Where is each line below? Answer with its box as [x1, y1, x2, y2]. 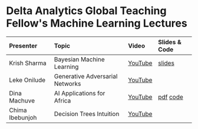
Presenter [9, 41, 38, 49]
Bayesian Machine [54, 55, 105, 63]
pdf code [158, 92, 184, 101]
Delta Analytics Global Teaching [6, 4, 167, 18]
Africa [54, 96, 71, 104]
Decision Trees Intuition [54, 110, 120, 118]
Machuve [9, 96, 35, 104]
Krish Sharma [9, 59, 47, 67]
